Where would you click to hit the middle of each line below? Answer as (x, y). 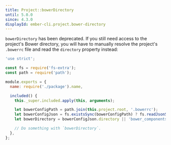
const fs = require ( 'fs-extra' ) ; (41, 68)
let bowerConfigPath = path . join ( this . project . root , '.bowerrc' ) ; (86, 110)
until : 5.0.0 (19, 15)
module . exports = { (26, 82)
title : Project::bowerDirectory (39, 10)
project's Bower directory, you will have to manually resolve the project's (81, 44)
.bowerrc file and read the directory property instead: (62, 49)
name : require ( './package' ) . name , (46, 86)
